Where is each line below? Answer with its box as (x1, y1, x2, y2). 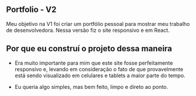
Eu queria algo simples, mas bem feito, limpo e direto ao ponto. (14, 83, 168, 90)
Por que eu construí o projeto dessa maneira (6, 44, 172, 54)
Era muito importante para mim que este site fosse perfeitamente (14, 59, 173, 67)
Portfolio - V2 (6, 5, 57, 15)
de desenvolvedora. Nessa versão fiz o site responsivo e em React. (6, 27, 170, 34)
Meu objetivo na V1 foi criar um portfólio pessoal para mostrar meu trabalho (6, 20, 190, 27)
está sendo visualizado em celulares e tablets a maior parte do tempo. (14, 72, 186, 79)
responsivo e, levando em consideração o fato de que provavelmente (14, 65, 184, 72)
